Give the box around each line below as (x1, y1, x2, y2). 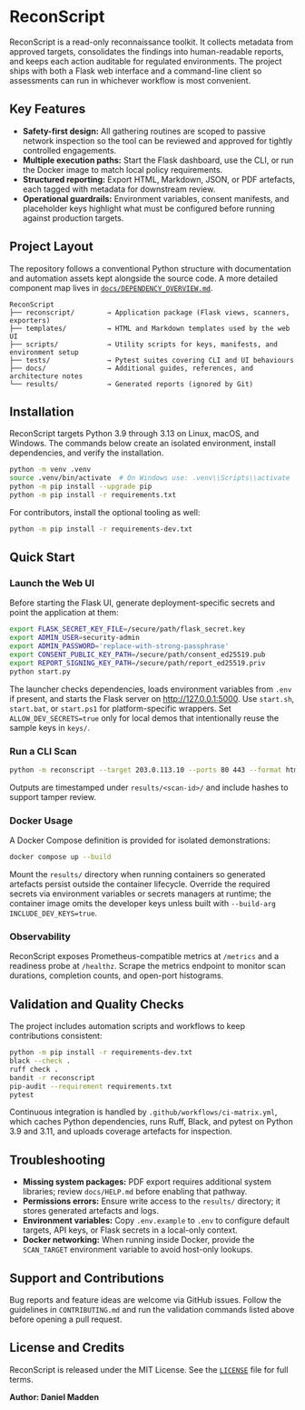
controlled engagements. (22, 145, 117, 155)
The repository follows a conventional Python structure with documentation (9, 263, 292, 274)
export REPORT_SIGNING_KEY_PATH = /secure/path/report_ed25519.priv (9, 658, 266, 667)
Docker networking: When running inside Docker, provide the (22, 1235, 255, 1245)
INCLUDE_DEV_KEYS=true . (9, 907, 98, 919)
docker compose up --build (9, 853, 112, 862)
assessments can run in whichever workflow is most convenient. (9, 75, 251, 85)
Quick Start (9, 550, 75, 565)
